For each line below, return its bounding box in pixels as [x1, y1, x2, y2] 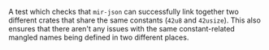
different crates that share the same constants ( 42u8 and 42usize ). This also [8, 15, 262, 25]
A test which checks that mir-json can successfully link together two [8, 7, 240, 16]
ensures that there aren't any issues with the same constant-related [8, 24, 236, 33]
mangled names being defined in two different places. [8, 32, 189, 42]
